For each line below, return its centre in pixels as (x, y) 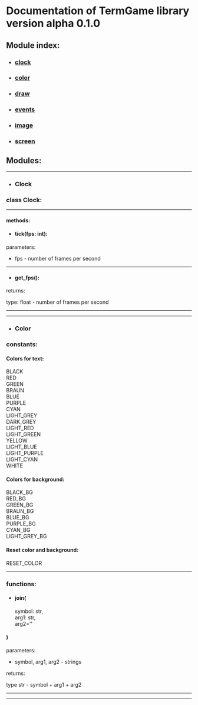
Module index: (33, 45)
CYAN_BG (18, 530)
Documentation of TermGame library (98, 11)
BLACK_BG (20, 492)
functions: (21, 584)
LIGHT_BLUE (22, 447)
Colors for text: (25, 358)
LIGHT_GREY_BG (27, 537)
